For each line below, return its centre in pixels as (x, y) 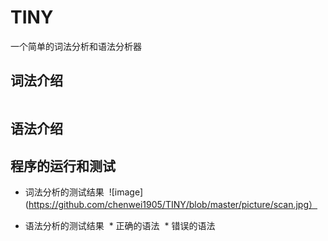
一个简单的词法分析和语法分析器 (76, 46)
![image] (126, 192)
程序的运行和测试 (63, 166)
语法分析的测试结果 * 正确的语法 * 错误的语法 (120, 225)
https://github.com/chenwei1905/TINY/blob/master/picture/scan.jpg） (173, 204)
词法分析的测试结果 (64, 192)
